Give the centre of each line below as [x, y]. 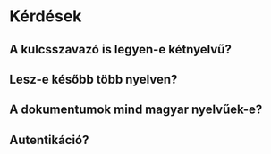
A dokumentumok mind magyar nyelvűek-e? [136, 110]
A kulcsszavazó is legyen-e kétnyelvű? [121, 49]
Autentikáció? [49, 140]
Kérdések [46, 16]
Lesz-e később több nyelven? [93, 79]
